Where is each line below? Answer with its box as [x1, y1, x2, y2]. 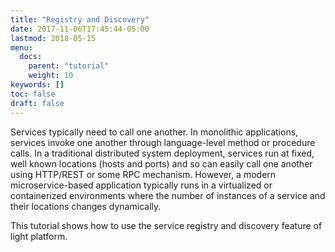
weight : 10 [28, 71, 74, 81]
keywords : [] [10, 80, 65, 90]
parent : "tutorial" [28, 61, 110, 71]
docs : [19, 52, 43, 62]
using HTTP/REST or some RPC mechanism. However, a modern [10, 168, 277, 180]
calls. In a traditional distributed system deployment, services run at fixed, [10, 147, 315, 159]
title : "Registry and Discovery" [10, 14, 150, 25]
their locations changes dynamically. [10, 200, 162, 212]
